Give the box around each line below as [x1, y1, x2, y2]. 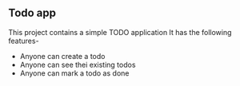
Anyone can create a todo [19, 51, 106, 61]
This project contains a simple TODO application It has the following [8, 27, 232, 37]
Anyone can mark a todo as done [19, 68, 130, 78]
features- [8, 36, 39, 45]
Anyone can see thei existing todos [19, 60, 136, 69]
